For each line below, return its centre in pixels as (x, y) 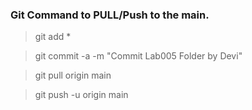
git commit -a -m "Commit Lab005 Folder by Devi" (138, 56)
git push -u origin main (81, 95)
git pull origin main (73, 75)
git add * (53, 37)
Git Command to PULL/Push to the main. (110, 15)
